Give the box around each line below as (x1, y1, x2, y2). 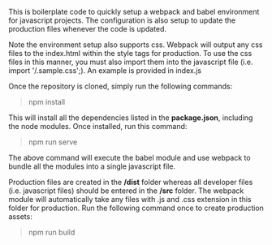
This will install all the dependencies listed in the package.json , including (8, 113, 253, 122)
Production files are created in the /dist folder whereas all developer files (8, 178, 253, 187)
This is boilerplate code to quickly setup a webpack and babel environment (8, 7, 260, 16)
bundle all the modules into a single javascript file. (8, 161, 176, 171)
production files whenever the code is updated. (8, 24, 167, 33)
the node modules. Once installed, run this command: (8, 122, 188, 131)
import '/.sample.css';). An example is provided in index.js (8, 66, 201, 75)
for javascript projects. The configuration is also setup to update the (8, 15, 236, 25)
